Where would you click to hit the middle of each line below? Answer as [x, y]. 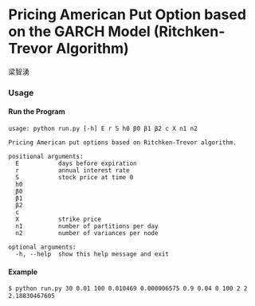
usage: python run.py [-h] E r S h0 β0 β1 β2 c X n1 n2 [103, 129]
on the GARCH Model [80, 31]
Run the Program [37, 112]
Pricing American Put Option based [127, 15]
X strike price [59, 220]
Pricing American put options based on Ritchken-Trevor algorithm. [123, 143]
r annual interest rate [73, 171]
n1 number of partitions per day [87, 226]
